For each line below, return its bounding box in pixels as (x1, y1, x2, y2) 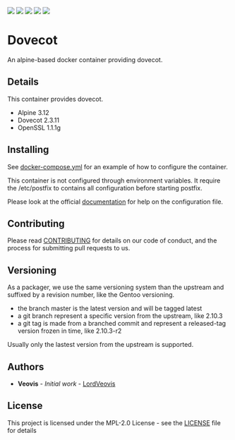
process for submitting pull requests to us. (7, 244, 131, 252)
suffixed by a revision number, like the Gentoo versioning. (7, 291, 175, 299)
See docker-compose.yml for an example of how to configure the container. (7, 162, 228, 171)
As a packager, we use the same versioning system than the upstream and (7, 283, 224, 292)
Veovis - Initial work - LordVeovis (17, 379, 116, 388)
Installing (7, 144, 49, 156)
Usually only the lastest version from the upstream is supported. (7, 341, 194, 349)
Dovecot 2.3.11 (17, 116, 60, 124)
